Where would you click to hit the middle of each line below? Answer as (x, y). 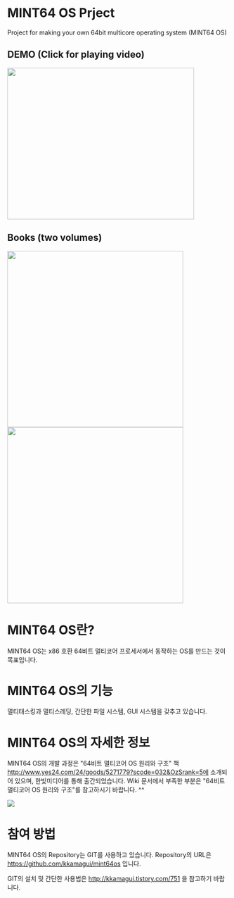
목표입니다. (22, 659)
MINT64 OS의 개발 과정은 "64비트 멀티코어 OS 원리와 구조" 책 (93, 763)
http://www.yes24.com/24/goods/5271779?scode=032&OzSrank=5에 (108, 772)
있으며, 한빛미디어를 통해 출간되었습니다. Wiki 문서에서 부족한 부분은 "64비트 (120, 781)
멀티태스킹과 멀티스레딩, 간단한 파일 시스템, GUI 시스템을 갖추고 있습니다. (107, 711)
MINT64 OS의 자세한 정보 (79, 743)
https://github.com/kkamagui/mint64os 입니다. (74, 863)
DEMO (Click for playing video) (76, 55)
